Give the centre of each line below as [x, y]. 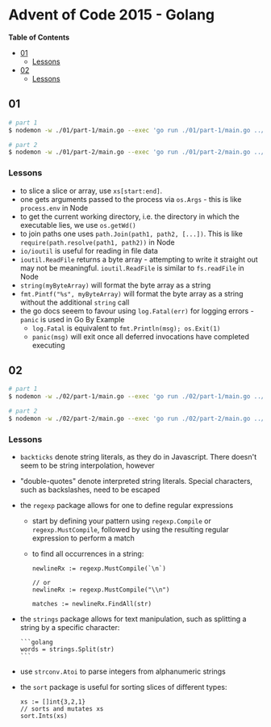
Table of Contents [39, 37]
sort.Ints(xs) [44, 716]
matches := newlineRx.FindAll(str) [92, 604]
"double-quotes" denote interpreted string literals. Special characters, [136, 481]
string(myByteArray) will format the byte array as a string [115, 285]
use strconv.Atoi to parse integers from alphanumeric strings [123, 671]
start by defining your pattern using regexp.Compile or [121, 521]
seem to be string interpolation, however [87, 465]
